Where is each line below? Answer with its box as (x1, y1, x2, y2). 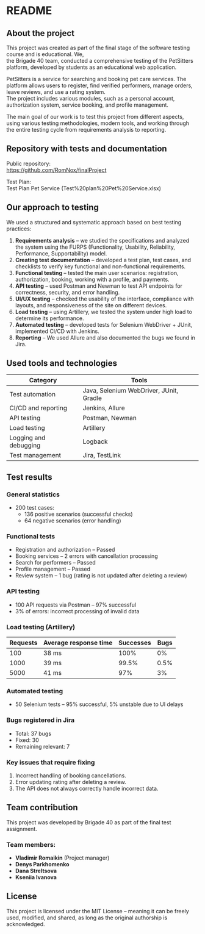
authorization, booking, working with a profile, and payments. (15, 276, 170, 283)
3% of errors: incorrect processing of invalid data (15, 607, 140, 615)
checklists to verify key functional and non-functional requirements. (15, 263, 186, 270)
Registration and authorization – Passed (15, 546, 115, 554)
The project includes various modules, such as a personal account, (6, 95, 175, 102)
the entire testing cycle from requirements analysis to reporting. (6, 126, 167, 133)
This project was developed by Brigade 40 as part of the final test (6, 818, 171, 826)
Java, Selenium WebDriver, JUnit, (82, 387, 179, 395)
